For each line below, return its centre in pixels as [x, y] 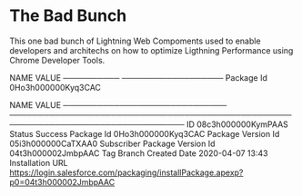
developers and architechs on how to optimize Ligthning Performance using [151, 50]
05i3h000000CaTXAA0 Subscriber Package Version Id [112, 143]
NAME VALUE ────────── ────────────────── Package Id [139, 77]
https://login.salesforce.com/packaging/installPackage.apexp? [126, 172]
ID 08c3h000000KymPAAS [237, 124]
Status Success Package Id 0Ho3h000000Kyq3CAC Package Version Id [145, 133]
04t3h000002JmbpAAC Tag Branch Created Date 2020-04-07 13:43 [139, 153]
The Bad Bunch [68, 16]
